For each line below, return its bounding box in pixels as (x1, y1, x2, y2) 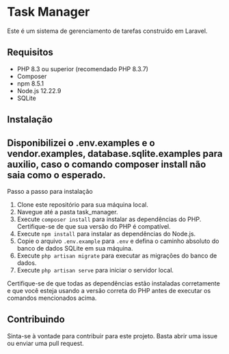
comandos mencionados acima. (7, 294, 97, 302)
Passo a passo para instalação (7, 187, 94, 195)
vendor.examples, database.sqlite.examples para (7, 148, 223, 160)
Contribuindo (7, 314, 65, 325)
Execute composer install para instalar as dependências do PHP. (16, 215, 202, 223)
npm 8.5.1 (16, 79, 44, 88)
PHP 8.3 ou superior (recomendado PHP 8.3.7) (16, 64, 149, 73)
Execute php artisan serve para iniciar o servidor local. (16, 266, 174, 274)
